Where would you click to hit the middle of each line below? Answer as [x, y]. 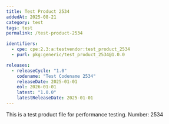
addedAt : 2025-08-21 [32, 17]
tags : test [19, 28]
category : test [25, 22]
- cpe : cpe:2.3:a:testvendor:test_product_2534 [71, 49]
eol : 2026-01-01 [37, 87]
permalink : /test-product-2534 [44, 33]
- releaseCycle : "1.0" [39, 71]
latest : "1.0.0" [37, 92]
